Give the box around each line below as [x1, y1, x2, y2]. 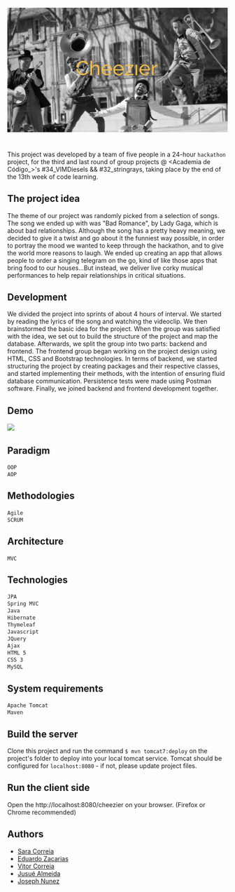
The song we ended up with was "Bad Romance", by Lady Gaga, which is [7, 219, 219, 227]
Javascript [7, 628, 39, 635]
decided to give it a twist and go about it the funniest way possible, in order [7, 234, 225, 242]
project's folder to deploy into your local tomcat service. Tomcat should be [7, 755, 222, 762]
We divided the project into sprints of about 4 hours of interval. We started [7, 310, 222, 318]
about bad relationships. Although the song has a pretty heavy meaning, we [7, 226, 226, 235]
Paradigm [7, 445, 50, 457]
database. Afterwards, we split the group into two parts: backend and [7, 339, 208, 348]
